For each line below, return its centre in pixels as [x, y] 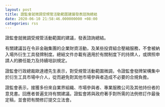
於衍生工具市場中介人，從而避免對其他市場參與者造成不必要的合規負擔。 [78, 77]
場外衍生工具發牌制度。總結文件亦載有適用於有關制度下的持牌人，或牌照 [82, 54]
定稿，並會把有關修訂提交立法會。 [40, 100]
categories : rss [22, 23]
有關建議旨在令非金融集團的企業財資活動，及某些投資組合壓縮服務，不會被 [80, 48]
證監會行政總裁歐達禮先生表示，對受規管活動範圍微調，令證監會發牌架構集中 [82, 71]
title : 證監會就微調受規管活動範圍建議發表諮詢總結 [51, 14]
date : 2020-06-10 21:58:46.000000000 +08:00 [51, 19]
